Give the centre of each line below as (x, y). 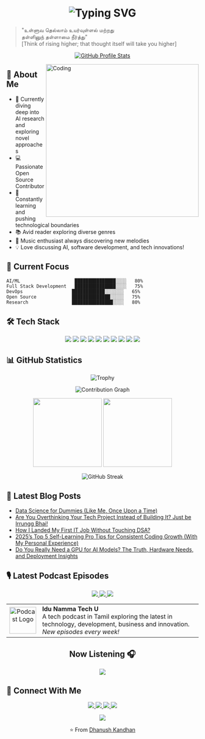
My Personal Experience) (47, 543)
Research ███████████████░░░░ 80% (73, 302)
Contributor (30, 186)
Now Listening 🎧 (103, 654)
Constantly (29, 199)
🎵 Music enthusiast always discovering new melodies (82, 241)
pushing (25, 218)
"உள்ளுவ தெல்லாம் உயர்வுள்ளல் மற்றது (68, 30)
